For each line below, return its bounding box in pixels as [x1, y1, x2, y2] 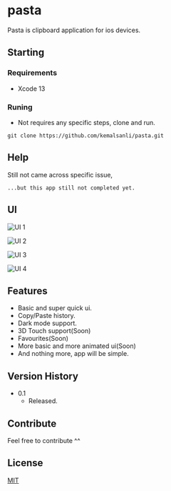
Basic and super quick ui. [17, 304, 93, 312]
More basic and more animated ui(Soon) [17, 342, 137, 350]
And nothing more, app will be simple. [17, 349, 130, 358]
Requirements [7, 68, 58, 78]
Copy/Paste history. [17, 312, 76, 320]
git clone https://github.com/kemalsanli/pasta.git [7, 132, 164, 139]
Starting [7, 46, 45, 59]
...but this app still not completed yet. [7, 184, 135, 192]
